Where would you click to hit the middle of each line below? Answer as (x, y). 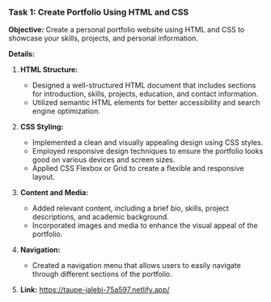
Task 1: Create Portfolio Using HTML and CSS (99, 12)
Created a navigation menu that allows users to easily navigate (136, 266)
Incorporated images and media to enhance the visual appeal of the (145, 226)
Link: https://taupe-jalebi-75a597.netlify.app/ (95, 290)
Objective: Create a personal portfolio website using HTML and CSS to (127, 30)
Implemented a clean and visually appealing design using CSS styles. (148, 142)
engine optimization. (66, 111)
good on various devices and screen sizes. (104, 160)
